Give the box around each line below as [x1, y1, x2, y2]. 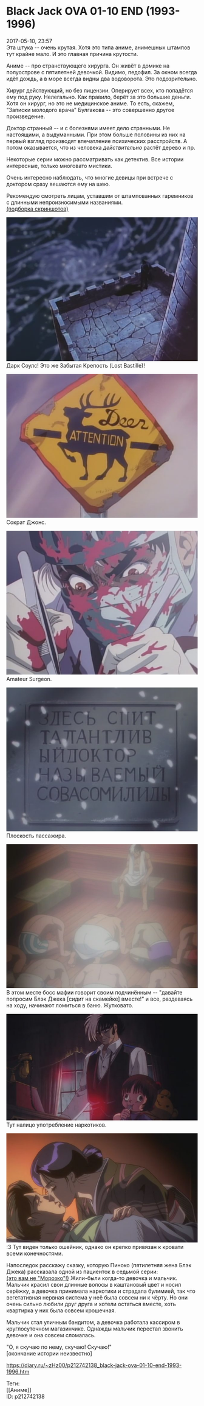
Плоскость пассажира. [6, 832, 67, 839]
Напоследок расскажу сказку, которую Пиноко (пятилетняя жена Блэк [6, 1261, 192, 1268]
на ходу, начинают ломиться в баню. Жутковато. [6, 1001, 134, 1009]
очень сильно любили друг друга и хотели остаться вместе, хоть [6, 1300, 176, 1307]
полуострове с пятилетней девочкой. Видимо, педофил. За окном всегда [6, 68, 197, 75]
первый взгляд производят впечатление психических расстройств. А [6, 137, 188, 144]
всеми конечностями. [6, 1250, 64, 1257]
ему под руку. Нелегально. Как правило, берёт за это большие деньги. [6, 93, 191, 100]
